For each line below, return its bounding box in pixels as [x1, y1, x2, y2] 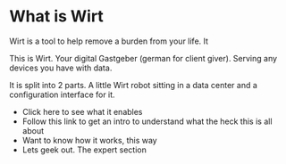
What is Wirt [9, 6, 105, 27]
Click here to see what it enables [21, 106, 143, 117]
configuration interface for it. [9, 89, 115, 100]
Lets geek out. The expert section [21, 144, 147, 155]
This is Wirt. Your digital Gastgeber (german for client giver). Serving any [9, 53, 278, 63]
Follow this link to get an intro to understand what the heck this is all [21, 116, 273, 127]
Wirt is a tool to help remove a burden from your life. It [9, 36, 208, 46]
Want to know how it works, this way [21, 135, 158, 145]
